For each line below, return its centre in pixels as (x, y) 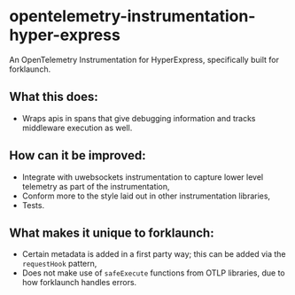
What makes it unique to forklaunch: (112, 233)
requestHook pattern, (59, 264)
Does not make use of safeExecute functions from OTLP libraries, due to (153, 273)
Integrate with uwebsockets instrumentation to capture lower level (143, 177)
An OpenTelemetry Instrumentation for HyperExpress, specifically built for (144, 59)
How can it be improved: (78, 155)
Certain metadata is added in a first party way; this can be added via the (154, 254)
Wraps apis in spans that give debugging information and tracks (139, 118)
